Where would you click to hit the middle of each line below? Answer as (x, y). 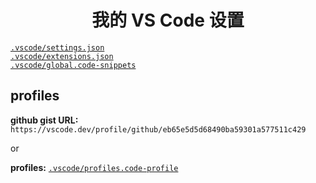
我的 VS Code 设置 (168, 20)
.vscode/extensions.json (62, 56)
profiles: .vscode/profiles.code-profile (94, 167)
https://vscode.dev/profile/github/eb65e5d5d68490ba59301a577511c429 (158, 129)
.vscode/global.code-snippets (73, 65)
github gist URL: (44, 120)
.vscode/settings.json (57, 47)
